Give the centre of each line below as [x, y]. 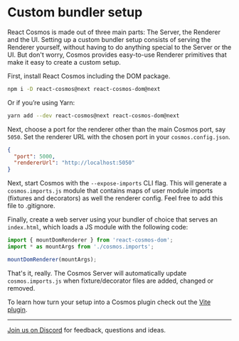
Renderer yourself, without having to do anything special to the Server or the [119, 47]
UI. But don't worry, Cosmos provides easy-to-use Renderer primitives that [117, 55]
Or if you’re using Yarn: [41, 102]
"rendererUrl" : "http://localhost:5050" [74, 163]
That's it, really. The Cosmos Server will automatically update [97, 273]
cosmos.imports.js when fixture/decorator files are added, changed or [111, 281]
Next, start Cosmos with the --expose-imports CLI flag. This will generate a [117, 183]
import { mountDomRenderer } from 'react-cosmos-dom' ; [90, 240]
